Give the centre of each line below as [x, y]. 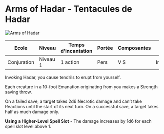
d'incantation [77, 51]
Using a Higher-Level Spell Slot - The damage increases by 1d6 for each [79, 121]
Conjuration [21, 62]
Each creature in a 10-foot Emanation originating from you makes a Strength [81, 87]
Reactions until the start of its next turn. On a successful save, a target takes [82, 106]
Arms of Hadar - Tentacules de [69, 9]
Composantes [134, 48]
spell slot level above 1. [28, 126]
